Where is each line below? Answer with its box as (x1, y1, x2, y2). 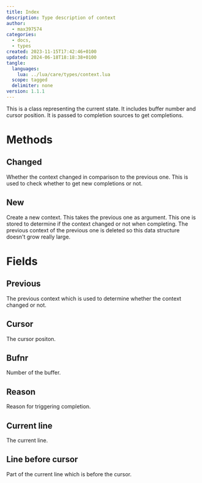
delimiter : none (12, 83, 53, 89)
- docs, (12, 37, 32, 43)
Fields (6, 254, 38, 268)
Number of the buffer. (6, 369, 61, 376)
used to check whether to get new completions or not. (6, 179, 143, 187)
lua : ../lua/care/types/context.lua (17, 71, 111, 77)
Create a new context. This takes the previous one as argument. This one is (6, 213, 197, 221)
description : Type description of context (6, 15, 116, 21)
